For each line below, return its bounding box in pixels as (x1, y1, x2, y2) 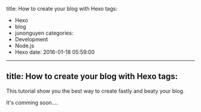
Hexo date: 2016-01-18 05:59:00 (14, 49, 95, 56)
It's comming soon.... (6, 99, 58, 106)
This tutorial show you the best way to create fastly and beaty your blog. (6, 87, 185, 95)
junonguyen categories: (14, 29, 74, 37)
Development (14, 36, 48, 43)
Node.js (14, 42, 35, 49)
